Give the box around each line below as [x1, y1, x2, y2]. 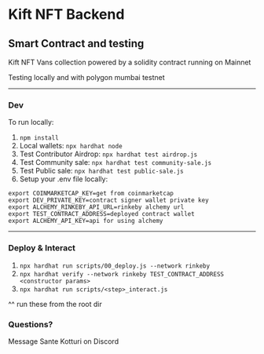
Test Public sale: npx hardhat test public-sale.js [19, 166, 185, 176]
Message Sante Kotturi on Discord [8, 336, 119, 346]
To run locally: [8, 118, 54, 127]
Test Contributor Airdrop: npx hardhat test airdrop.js [19, 149, 198, 159]
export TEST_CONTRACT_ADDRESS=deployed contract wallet [8, 210, 195, 218]
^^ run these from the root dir [8, 299, 102, 308]
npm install [19, 134, 59, 142]
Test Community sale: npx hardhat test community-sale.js [19, 158, 212, 167]
